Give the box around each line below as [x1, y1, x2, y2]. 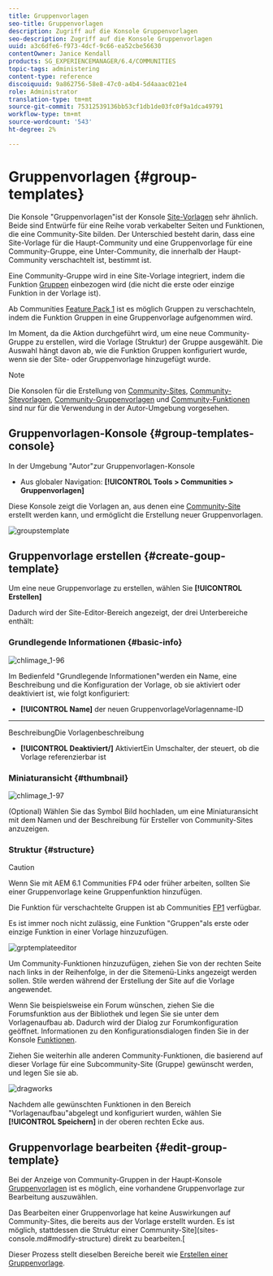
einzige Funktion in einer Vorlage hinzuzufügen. [8, 927, 169, 937]
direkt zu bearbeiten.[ [112, 1234, 185, 1243]
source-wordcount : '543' [8, 118, 93, 126]
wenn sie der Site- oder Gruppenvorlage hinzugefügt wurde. [8, 354, 211, 364]
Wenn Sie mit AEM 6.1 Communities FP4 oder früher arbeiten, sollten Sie [8, 878, 250, 888]
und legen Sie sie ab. [8, 1068, 79, 1078]
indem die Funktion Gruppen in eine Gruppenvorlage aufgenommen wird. [8, 312, 253, 322]
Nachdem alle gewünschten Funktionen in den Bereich [8, 1099, 192, 1109]
